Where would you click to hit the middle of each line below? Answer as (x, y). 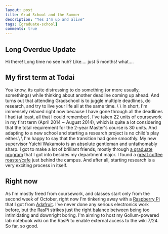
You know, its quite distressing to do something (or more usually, (73, 90)
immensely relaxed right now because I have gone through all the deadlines (84, 111)
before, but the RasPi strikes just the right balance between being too (77, 210)
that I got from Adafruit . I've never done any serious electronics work (77, 204)
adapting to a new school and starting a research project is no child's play (82, 133)
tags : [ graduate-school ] (31, 24)
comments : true (21, 29)
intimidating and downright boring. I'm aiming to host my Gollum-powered (82, 215)
